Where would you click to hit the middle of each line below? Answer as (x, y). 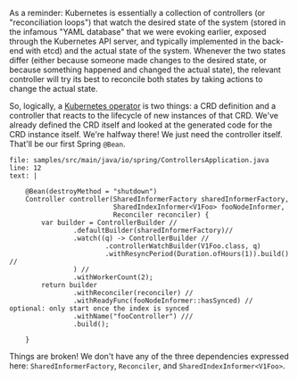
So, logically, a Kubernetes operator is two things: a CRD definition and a (143, 106)
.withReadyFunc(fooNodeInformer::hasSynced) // (163, 301)
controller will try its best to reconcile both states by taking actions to (136, 79)
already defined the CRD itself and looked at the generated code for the (141, 125)
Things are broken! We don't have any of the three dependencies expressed (149, 356)
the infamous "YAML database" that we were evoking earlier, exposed (138, 32)
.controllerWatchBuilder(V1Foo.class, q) (183, 246)
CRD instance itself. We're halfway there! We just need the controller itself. (146, 134)
